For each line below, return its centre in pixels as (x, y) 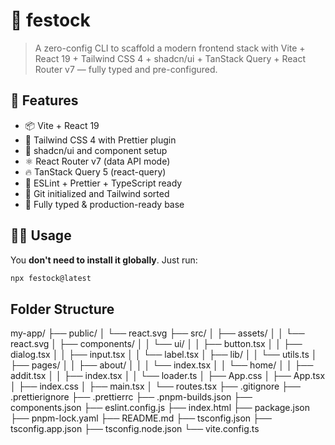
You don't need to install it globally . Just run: (104, 260)
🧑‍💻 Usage (41, 235)
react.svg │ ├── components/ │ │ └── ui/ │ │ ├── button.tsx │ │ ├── (156, 344)
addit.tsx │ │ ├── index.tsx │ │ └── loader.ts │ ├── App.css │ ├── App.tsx (168, 376)
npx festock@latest (51, 278)
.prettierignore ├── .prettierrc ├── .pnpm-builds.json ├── (131, 397)
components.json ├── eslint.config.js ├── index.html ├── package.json (160, 408)
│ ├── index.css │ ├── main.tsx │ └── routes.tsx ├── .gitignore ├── (155, 386)
